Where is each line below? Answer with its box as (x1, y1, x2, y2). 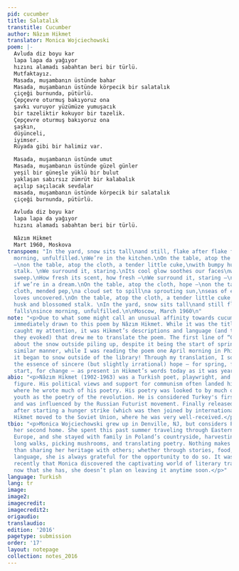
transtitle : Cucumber (7, 24, 72, 31)
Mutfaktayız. (14, 70, 53, 77)
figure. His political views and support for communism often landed (14, 381, 224, 388)
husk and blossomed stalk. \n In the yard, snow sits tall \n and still (14, 301, 224, 308)
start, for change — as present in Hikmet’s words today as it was (14, 367, 218, 374)
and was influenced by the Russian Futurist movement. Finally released (14, 400, 234, 407)
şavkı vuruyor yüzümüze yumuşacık (14, 103, 116, 110)
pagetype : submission (7, 533, 72, 540)
